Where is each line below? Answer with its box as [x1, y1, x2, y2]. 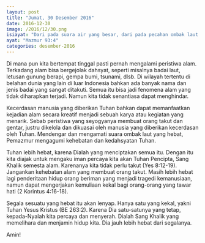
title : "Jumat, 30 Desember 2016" [6, 15, 95, 21]
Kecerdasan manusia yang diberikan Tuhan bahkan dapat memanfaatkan [6, 104, 190, 111]
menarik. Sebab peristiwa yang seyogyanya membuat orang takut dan [6, 117, 183, 124]
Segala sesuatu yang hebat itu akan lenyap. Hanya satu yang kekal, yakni [6, 200, 192, 207]
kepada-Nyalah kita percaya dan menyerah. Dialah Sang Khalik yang [6, 212, 179, 220]
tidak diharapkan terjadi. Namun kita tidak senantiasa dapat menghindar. [6, 92, 189, 100]
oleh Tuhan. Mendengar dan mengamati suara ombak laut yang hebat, [6, 130, 184, 138]
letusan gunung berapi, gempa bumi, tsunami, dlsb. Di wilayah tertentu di [6, 73, 191, 80]
